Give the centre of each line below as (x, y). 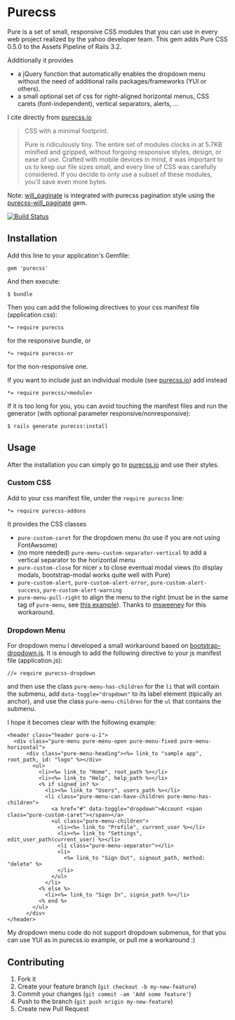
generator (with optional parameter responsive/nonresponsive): (99, 413)
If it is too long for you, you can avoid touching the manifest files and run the (117, 406)
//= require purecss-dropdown (52, 674)
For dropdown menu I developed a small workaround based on (98, 646)
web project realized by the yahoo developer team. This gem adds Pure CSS (117, 39)
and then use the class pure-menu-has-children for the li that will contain (113, 687)
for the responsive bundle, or (49, 340)
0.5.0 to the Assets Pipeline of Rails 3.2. (65, 46)
